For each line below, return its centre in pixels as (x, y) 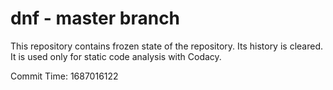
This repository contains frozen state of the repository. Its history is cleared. (166, 46)
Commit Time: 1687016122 (64, 76)
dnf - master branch (95, 18)
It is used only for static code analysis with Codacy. (116, 56)
